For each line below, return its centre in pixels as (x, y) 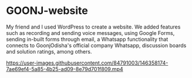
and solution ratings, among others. (49, 51)
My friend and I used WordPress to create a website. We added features (93, 27)
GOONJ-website (47, 11)
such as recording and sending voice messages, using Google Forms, (90, 33)
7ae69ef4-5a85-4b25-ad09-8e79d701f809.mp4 (65, 69)
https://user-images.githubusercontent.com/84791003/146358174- (87, 63)
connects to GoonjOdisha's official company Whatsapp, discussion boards (96, 45)
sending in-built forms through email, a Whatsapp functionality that (87, 39)
